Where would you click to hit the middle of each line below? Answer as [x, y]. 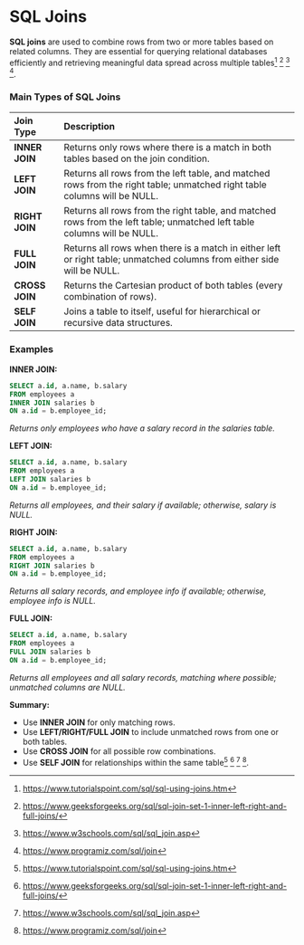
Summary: [29, 704]
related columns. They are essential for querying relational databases [138, 51]
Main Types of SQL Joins [65, 97]
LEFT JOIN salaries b [50, 480]
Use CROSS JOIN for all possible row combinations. [119, 751]
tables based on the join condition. [136, 158]
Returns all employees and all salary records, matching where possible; [143, 677]
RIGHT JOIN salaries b [52, 566]
